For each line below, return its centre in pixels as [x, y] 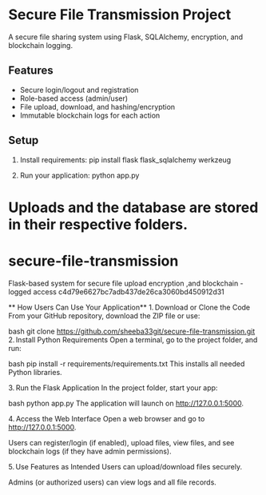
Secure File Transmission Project [120, 15]
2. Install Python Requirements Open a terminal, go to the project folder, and [133, 339]
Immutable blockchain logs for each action [90, 115]
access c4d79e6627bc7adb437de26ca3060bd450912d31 [129, 291]
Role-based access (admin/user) [74, 98]
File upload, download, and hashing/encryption [97, 106]
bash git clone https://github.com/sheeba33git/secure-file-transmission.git [132, 331]
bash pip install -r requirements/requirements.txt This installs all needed [127, 363]
